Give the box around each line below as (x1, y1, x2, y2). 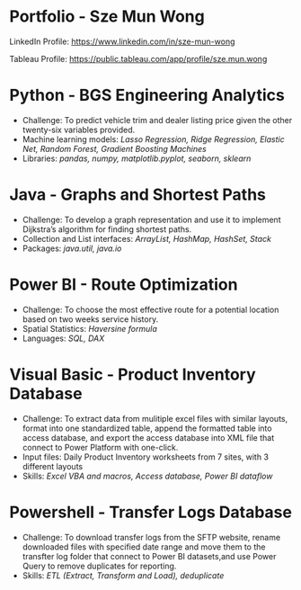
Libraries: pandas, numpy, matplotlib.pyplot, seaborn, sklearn (22, 153, 252, 164)
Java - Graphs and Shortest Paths (9, 184, 267, 205)
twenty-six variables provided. (22, 124, 136, 135)
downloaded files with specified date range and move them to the (22, 541, 266, 552)
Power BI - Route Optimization (9, 274, 238, 294)
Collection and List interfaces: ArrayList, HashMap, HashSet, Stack (22, 233, 272, 244)
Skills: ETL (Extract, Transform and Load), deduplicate (22, 569, 225, 581)
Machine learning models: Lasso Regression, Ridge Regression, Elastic (22, 133, 285, 145)
